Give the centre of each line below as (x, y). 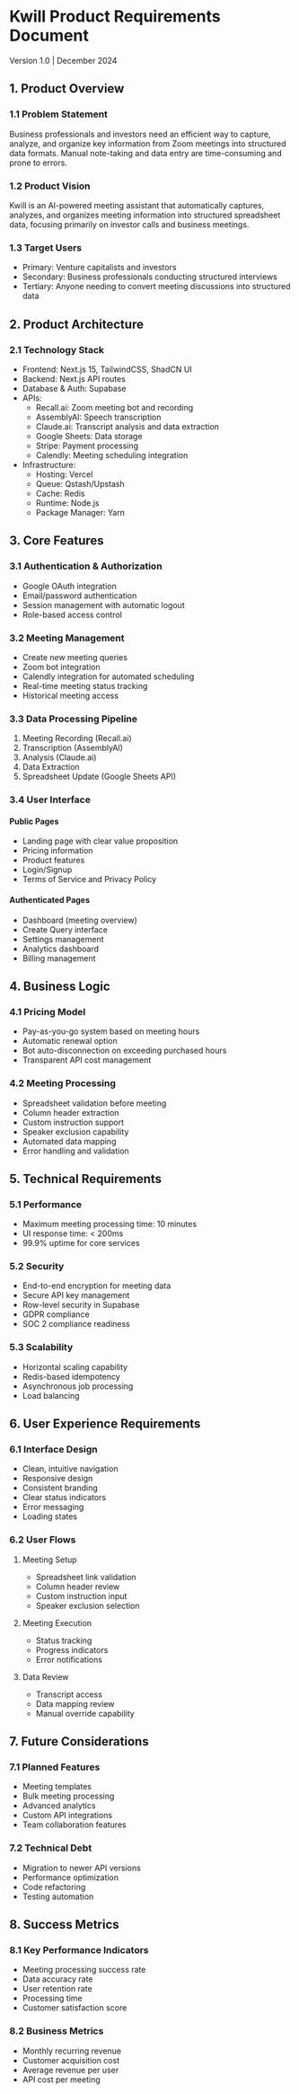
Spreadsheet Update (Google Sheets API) (99, 777)
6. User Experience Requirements (105, 1424)
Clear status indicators (64, 1498)
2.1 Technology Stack (57, 349)
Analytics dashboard (61, 949)
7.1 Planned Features (55, 1767)
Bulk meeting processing (68, 1796)
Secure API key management (76, 1295)
